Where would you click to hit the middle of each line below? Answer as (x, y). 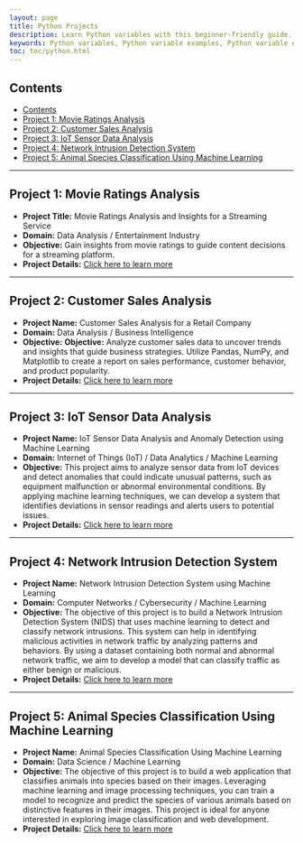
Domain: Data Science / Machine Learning (101, 762)
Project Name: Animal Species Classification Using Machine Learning (152, 752)
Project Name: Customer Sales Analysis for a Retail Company (137, 322)
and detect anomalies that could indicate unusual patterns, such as (147, 477)
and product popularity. (66, 370)
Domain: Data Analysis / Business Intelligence (108, 332)
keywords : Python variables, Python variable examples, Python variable (149, 43)
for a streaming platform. (69, 255)
